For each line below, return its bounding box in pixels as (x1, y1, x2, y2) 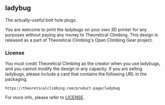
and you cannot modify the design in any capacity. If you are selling (5, 66, 143, 72)
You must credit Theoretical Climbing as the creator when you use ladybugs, (5, 61, 161, 67)
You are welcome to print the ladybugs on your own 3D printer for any (5, 27, 147, 33)
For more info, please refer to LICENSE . (5, 95, 85, 101)
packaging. (5, 76, 28, 82)
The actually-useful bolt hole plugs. (5, 17, 77, 23)
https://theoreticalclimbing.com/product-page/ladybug (5, 86, 120, 91)
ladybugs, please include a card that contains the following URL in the (5, 71, 147, 77)
